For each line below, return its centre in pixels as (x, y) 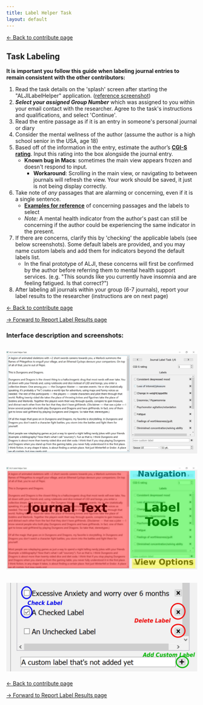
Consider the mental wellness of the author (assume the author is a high (105, 134)
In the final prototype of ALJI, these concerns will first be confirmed (109, 264)
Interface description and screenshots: (65, 336)
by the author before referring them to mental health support (100, 270)
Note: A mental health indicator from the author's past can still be (106, 218)
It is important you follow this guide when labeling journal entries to (93, 71)
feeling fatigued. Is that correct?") (66, 283)
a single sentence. (38, 199)
